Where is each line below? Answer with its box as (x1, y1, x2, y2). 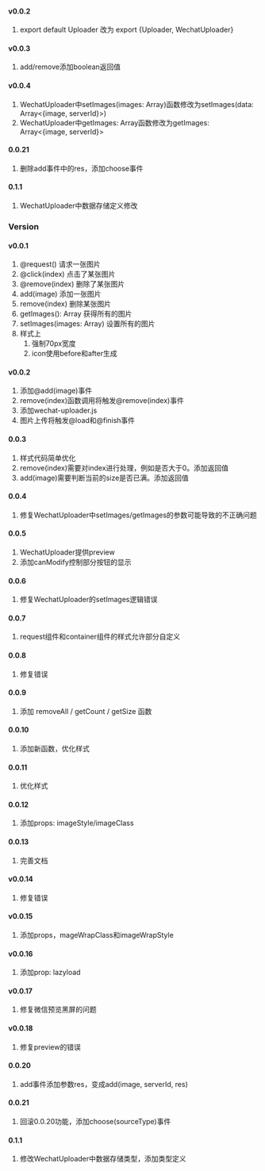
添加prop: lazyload (19, 968, 81, 977)
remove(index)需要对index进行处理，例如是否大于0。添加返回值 (19, 463, 229, 472)
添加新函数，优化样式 (19, 743, 90, 753)
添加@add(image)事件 (19, 386, 93, 396)
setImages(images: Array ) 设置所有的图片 (19, 319, 156, 328)
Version (8, 221, 40, 232)
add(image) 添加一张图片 (19, 290, 102, 299)
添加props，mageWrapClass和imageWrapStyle (19, 930, 175, 939)
